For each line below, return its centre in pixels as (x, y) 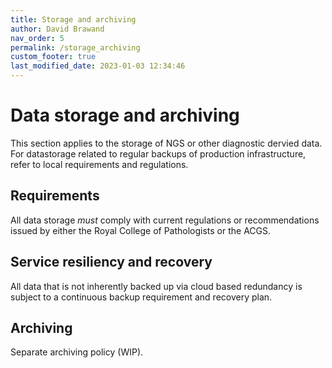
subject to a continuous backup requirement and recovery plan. (141, 297)
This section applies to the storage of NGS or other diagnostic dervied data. (166, 143)
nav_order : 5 (37, 38)
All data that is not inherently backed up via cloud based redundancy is (156, 286)
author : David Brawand (57, 29)
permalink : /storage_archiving (75, 47)
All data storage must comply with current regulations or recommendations (165, 220)
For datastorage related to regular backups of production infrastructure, (158, 153)
